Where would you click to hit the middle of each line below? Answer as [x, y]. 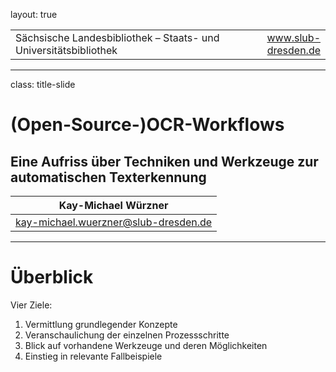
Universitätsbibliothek [66, 50]
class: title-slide [43, 84]
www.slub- [293, 37]
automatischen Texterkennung [108, 177]
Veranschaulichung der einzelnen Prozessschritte [127, 335]
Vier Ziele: [31, 305]
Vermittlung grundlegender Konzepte [101, 324]
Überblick [52, 277]
